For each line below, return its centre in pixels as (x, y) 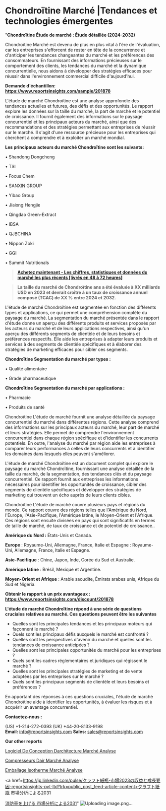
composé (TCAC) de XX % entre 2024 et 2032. (67, 297)
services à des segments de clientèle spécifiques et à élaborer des (74, 344)
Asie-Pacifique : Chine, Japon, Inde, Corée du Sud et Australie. (70, 560)
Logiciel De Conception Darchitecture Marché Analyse (61, 751)
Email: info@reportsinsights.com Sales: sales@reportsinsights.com (74, 732)
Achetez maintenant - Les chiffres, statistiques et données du (82, 272)
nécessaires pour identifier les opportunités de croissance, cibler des (76, 484)
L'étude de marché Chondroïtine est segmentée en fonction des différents (81, 307)
